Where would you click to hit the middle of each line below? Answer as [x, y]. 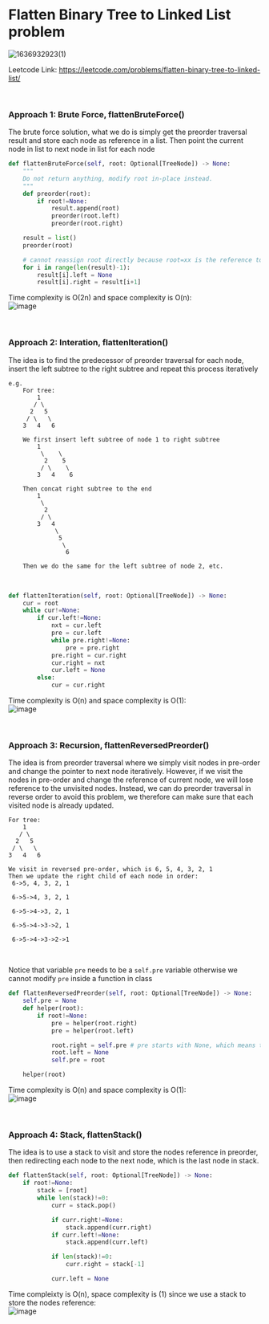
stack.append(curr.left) [107, 1242]
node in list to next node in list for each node [82, 149]
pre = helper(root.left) [92, 1031]
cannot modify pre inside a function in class [80, 979]
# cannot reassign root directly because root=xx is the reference [137, 260]
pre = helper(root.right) [94, 1023]
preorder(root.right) [87, 224]
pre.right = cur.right [89, 655]
